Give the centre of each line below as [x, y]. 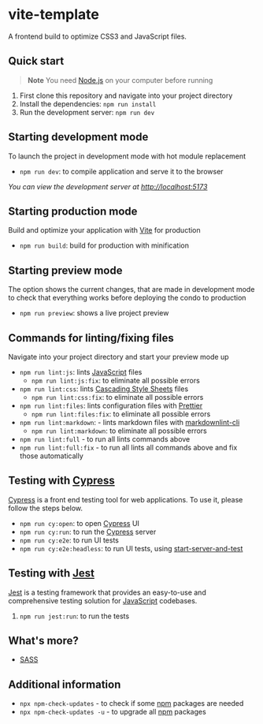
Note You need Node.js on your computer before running [120, 80]
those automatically [52, 456]
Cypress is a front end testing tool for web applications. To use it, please [126, 499]
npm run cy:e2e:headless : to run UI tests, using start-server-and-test [131, 548]
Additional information [65, 684]
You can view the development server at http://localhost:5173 [108, 186]
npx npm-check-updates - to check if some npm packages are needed [131, 703]
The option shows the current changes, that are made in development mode [131, 289]
